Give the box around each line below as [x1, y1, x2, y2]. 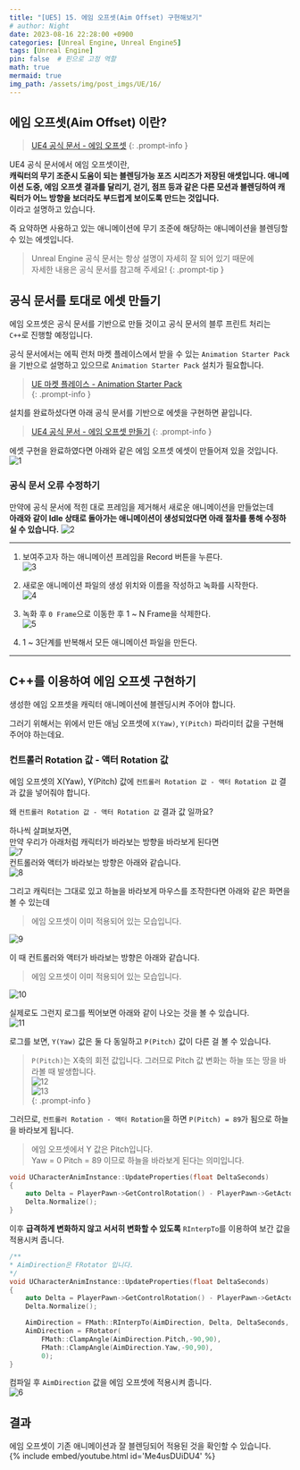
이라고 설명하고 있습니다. [9, 204, 96, 215]
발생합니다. [57, 1066, 96, 1077]
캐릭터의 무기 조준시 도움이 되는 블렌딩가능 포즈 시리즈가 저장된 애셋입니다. [9, 171, 266, 182]
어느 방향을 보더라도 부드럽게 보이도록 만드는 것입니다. [32, 193, 220, 204]
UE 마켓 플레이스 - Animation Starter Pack [30, 379, 183, 390]
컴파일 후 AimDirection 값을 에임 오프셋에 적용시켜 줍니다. [9, 1377, 212, 1388]
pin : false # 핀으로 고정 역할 [9, 55, 117, 63]
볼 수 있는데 [9, 896, 51, 908]
